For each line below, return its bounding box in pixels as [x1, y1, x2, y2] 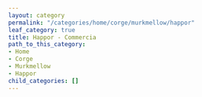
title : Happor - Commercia [8, 33, 97, 41]
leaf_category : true [8, 26, 76, 34]
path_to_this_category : [8, 41, 86, 48]
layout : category [8, 11, 65, 20]
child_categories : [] [8, 77, 79, 84]
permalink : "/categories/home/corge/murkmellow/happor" [8, 19, 195, 27]
